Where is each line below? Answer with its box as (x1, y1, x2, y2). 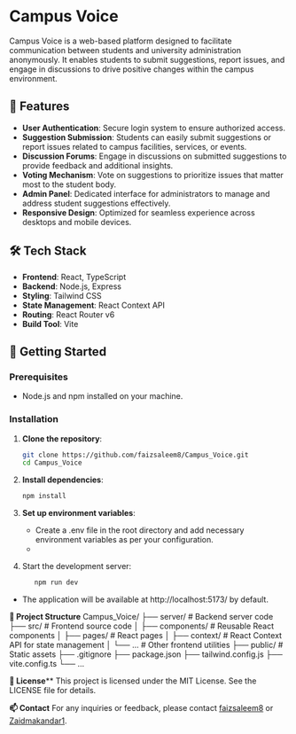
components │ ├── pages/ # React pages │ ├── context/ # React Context (9, 630, 282, 641)
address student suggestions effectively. (21, 198, 171, 208)
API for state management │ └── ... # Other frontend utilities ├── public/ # (9, 640, 284, 651)
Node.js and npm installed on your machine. (21, 391, 183, 402)
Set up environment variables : (21, 508, 136, 519)
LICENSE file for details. (9, 685, 97, 696)
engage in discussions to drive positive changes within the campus (9, 64, 254, 74)
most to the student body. (21, 179, 117, 190)
